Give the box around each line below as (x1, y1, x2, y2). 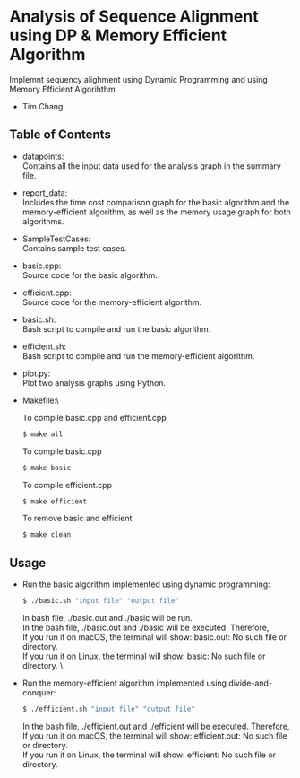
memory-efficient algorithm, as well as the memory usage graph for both (21, 206, 291, 217)
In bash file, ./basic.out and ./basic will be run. (21, 612, 193, 623)
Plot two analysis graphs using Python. (21, 377, 167, 388)
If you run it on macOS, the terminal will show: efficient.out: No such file (21, 730, 287, 741)
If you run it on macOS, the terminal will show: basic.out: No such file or (21, 631, 287, 643)
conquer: (21, 686, 56, 697)
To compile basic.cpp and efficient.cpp (21, 412, 167, 423)
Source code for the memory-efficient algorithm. (21, 296, 202, 307)
